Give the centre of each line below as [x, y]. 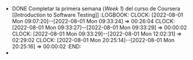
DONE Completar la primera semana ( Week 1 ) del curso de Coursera [96, 9]
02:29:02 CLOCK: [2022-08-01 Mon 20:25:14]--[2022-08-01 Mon [93, 40]
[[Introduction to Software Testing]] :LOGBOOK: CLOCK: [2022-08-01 [97, 15]
